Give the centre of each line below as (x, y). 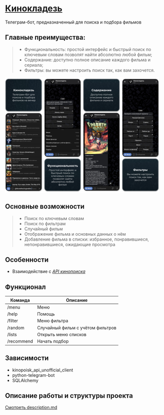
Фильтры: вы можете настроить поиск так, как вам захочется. (90, 70)
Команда (20, 300)
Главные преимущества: (45, 37)
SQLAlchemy (25, 380)
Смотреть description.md (31, 408)
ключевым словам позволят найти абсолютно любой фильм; (88, 54)
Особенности (27, 259)
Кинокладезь (34, 9)
